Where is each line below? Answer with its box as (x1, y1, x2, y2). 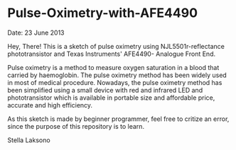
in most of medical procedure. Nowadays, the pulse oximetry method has (7, 78, 222, 86)
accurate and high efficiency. (7, 100, 93, 109)
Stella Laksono (7, 136, 51, 144)
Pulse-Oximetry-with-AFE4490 (7, 5, 198, 21)
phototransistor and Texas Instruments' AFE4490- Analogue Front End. (7, 50, 215, 58)
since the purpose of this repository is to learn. (7, 122, 144, 130)
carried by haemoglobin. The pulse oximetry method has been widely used (7, 71, 227, 79)
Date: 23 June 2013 (7, 28, 65, 37)
